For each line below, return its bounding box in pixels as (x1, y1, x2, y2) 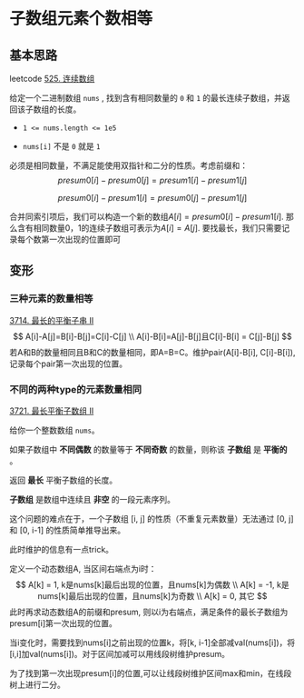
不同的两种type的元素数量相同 (9, 383, 142, 395)
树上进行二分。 (9, 679, 65, 690)
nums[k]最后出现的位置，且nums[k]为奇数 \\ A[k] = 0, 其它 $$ (37, 590, 268, 601)
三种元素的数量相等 (9, 293, 93, 305)
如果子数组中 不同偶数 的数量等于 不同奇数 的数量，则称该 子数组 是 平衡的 (9, 444, 288, 454)
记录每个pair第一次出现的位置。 (9, 358, 128, 369)
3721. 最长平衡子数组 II (9, 405, 94, 416)
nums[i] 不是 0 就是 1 (22, 141, 102, 151)
